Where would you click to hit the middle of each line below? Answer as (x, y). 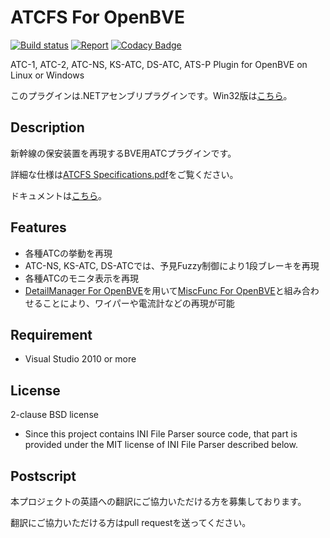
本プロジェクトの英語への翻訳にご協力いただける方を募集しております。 (158, 501)
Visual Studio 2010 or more (80, 359)
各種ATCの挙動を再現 (68, 253)
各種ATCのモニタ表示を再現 (82, 278)
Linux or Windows (47, 75)
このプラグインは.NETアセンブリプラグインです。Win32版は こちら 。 (151, 95)
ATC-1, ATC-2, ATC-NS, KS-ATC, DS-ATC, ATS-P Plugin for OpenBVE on (159, 64)
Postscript (43, 476)
